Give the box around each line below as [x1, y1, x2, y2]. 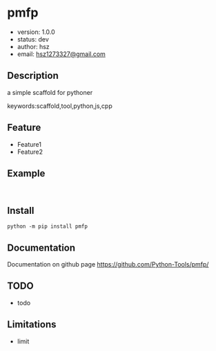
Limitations [7, 318, 57, 330]
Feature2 [17, 147, 43, 156]
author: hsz [17, 42, 50, 51]
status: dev [17, 35, 50, 43]
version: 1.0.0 [17, 28, 55, 36]
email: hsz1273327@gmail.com [17, 50, 106, 58]
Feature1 [17, 140, 41, 148]
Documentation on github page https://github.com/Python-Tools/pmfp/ [7, 260, 209, 268]
